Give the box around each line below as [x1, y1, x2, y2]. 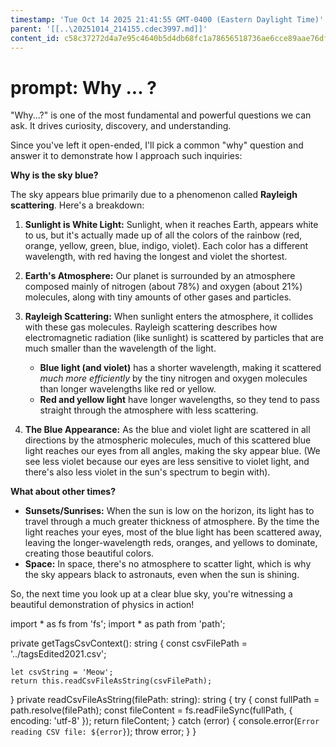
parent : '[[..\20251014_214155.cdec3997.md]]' [10, 24, 208, 34]
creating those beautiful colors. [24, 547, 155, 560]
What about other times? [10, 486, 117, 498]
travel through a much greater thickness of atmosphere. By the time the [24, 516, 320, 528]
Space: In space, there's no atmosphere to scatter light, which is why [24, 558, 312, 570]
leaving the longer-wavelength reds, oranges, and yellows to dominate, [24, 537, 318, 549]
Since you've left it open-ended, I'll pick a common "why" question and [10, 139, 304, 151]
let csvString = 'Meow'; [10, 667, 114, 678]
